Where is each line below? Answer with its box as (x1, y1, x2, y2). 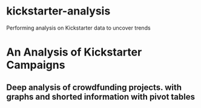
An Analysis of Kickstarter (6, 45, 142, 59)
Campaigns (6, 59, 65, 72)
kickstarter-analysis (6, 4, 111, 18)
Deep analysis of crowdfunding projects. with (6, 82, 182, 92)
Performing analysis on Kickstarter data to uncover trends (6, 24, 151, 31)
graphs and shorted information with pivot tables (6, 92, 196, 102)
